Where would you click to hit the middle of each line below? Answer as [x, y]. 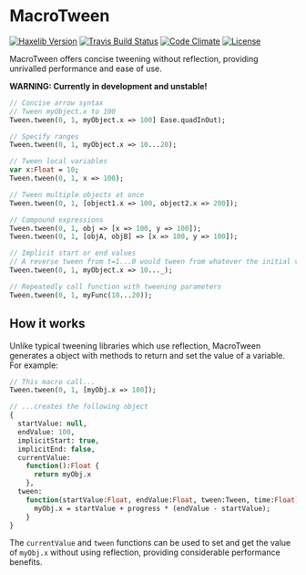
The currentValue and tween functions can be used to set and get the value [150, 543]
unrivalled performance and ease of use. [86, 68]
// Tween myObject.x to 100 [63, 111]
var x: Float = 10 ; [44, 170]
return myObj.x [62, 475]
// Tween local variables [58, 162]
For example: [34, 365]
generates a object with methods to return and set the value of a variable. [147, 355]
